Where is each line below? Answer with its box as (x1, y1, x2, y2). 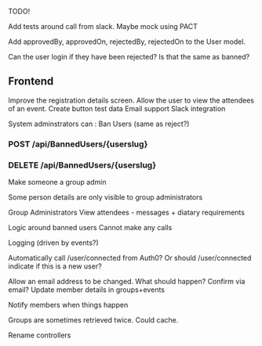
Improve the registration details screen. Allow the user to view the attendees (8, 96, 255, 105)
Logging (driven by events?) (8, 238, 100, 247)
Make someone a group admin (8, 178, 107, 187)
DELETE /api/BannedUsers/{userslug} (8, 160, 157, 171)
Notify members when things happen (8, 301, 129, 310)
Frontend (8, 74, 54, 88)
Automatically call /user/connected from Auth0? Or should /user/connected (8, 254, 252, 263)
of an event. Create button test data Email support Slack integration (8, 103, 226, 113)
